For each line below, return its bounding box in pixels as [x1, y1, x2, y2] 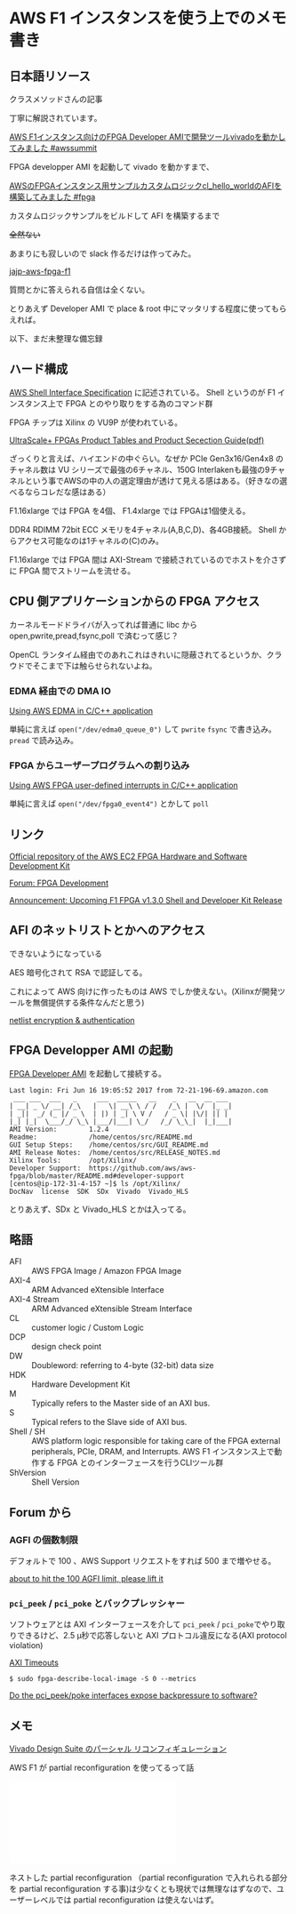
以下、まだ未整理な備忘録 [9, 333, 103, 343]
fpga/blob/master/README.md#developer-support [9, 1171, 185, 1181]
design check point [31, 1341, 102, 1352]
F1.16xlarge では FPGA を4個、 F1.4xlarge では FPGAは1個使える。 [9, 505, 251, 516]
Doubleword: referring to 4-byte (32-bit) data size [31, 1360, 214, 1371]
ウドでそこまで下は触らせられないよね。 [9, 660, 157, 671]
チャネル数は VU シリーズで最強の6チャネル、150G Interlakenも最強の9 [9, 464, 270, 475]
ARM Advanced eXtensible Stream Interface [31, 1303, 193, 1314]
